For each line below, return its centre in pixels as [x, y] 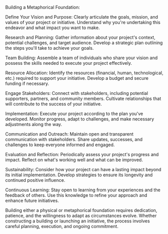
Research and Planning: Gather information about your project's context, [80, 37]
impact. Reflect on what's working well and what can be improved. [74, 160]
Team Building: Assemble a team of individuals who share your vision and [81, 58]
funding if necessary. [27, 83]
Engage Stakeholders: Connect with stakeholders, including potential [77, 93]
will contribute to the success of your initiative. [54, 104]
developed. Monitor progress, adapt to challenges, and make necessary [80, 119]
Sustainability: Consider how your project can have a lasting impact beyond [83, 169]
